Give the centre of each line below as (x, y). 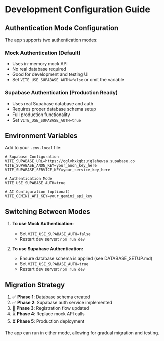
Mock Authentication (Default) (43, 53)
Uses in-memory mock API (40, 64)
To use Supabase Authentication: (48, 249)
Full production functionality (41, 115)
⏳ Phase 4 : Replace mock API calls (48, 314)
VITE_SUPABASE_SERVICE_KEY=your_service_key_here (58, 170)
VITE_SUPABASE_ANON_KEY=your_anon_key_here (51, 166)
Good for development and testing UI (50, 74)
